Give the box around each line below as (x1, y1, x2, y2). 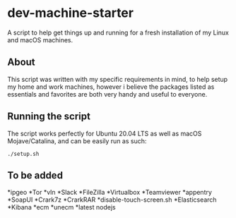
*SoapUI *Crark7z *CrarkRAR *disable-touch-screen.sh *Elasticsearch (7, 195, 217, 204)
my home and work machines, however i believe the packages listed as (7, 83, 215, 91)
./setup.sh (7, 150, 40, 157)
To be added (7, 169, 64, 181)
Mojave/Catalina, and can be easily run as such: (7, 136, 147, 145)
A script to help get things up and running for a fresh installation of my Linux (7, 28, 230, 37)
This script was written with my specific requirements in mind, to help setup (7, 75, 228, 83)
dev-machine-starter (7, 5, 134, 21)
